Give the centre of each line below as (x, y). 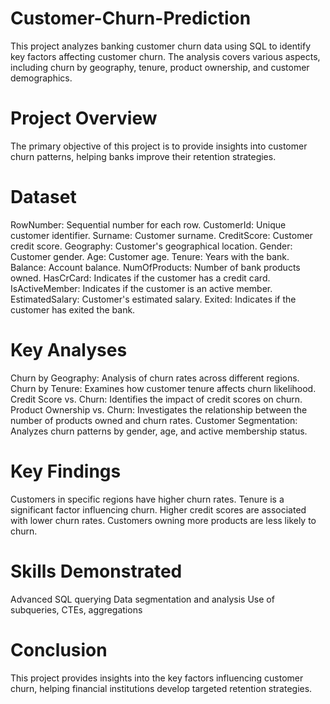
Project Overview (84, 118)
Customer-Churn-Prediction (131, 18)
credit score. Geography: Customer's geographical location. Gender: (151, 246)
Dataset (43, 197)
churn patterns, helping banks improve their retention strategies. (143, 156)
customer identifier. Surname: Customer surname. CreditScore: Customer (161, 235)
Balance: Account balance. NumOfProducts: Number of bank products (155, 267)
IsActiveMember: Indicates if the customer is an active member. (141, 288)
